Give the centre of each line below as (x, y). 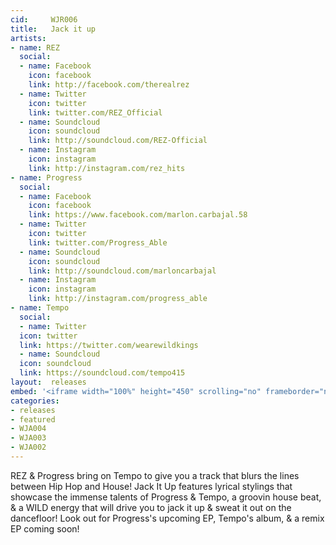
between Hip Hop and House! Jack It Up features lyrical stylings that (151, 486)
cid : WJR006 (44, 19)
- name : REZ (35, 47)
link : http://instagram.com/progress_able (118, 299)
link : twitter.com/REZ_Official (95, 112)
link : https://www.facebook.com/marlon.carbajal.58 (138, 215)
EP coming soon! (45, 528)
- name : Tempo (40, 308)
